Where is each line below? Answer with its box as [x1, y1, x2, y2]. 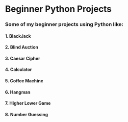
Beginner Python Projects [5, 3, 112, 15]
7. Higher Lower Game [5, 100, 51, 106]
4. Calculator [5, 67, 32, 73]
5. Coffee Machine [5, 78, 44, 84]
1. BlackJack [5, 33, 31, 39]
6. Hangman [5, 89, 31, 95]
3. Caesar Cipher [5, 55, 40, 61]
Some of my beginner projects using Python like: [5, 21, 124, 28]
